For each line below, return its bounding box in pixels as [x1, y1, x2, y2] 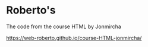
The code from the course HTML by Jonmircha [6, 23, 122, 30]
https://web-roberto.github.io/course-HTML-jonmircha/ [6, 34, 142, 41]
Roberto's [6, 4, 56, 17]
